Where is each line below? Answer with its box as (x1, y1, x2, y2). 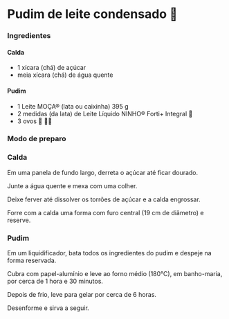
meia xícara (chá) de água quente (17, 71, 113, 79)
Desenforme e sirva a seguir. (7, 304, 90, 312)
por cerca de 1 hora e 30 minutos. (7, 277, 104, 286)
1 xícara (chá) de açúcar (17, 64, 86, 72)
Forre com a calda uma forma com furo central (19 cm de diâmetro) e (7, 208, 204, 217)
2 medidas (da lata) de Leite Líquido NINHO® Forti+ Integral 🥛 (17, 109, 193, 118)
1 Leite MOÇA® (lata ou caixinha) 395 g (17, 102, 129, 110)
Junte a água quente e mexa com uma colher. (7, 181, 138, 190)
